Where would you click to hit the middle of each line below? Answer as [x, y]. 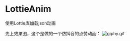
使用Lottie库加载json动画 [31, 23]
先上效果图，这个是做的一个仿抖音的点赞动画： [53, 33]
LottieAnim [28, 9]
